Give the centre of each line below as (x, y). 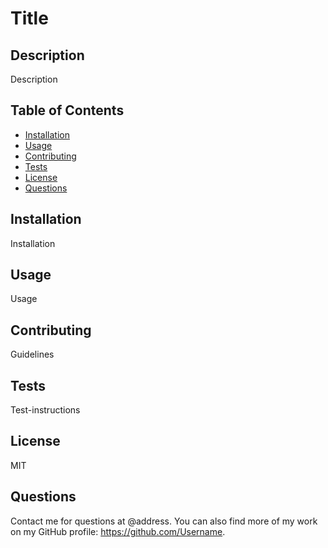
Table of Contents (67, 110)
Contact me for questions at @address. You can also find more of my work (164, 521)
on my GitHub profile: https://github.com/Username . (118, 531)
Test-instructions (45, 410)
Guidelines (32, 354)
